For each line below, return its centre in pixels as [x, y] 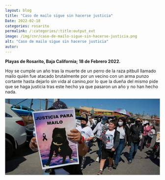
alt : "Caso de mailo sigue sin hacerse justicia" [57, 42]
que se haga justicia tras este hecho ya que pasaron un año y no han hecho [82, 87]
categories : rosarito [27, 26]
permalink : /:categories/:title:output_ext [50, 31]
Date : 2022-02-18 [23, 21]
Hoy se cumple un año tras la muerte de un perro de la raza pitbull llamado [81, 71]
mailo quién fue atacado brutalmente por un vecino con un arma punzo [77, 76]
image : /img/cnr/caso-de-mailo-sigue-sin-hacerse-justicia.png [71, 36]
